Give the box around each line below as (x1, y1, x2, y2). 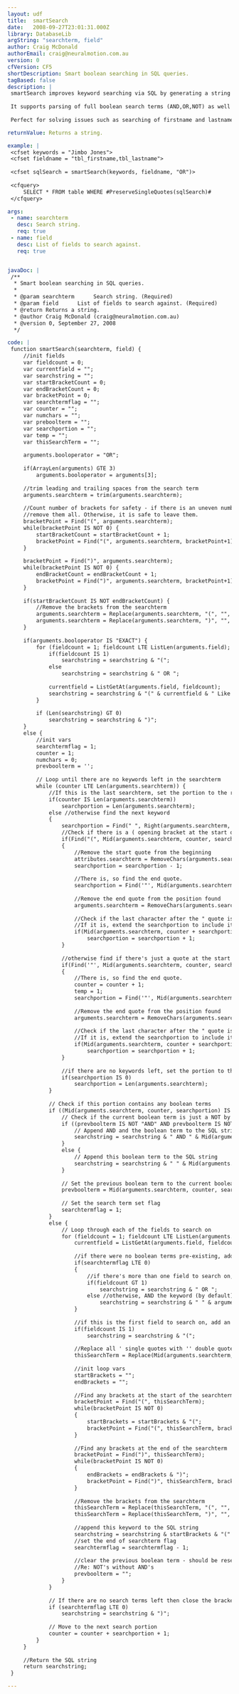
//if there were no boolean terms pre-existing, (74, 1253, 221, 1260)
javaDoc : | (7, 266, 40, 274)
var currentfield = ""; (23, 365, 94, 372)
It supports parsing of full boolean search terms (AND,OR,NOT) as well (10, 103, 231, 110)
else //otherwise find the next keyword (48, 809, 171, 816)
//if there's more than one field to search (86, 1272, 221, 1280)
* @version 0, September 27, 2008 (14, 320, 116, 327)
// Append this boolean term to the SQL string (74, 1154, 218, 1161)
